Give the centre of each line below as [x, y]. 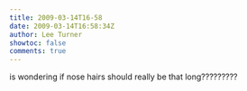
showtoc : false [38, 43]
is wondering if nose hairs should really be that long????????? [123, 77]
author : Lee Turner [46, 34]
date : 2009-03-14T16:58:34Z [62, 26]
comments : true [38, 51]
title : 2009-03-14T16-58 [56, 18]
